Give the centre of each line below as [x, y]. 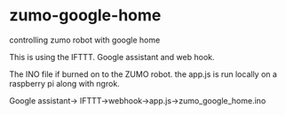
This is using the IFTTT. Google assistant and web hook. [112, 57]
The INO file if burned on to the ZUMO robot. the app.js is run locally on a [143, 74]
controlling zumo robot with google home [85, 40]
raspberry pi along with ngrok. [64, 83]
